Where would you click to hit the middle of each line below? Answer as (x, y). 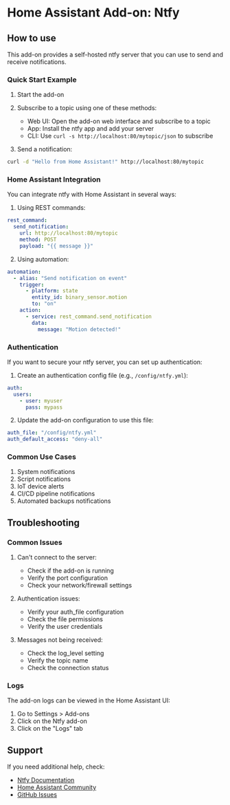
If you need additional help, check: (56, 767)
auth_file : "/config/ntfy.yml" (52, 433)
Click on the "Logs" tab (50, 729)
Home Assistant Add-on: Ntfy (93, 13)
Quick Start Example (42, 79)
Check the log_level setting (66, 653)
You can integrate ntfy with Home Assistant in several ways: (92, 195)
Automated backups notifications (64, 501)
